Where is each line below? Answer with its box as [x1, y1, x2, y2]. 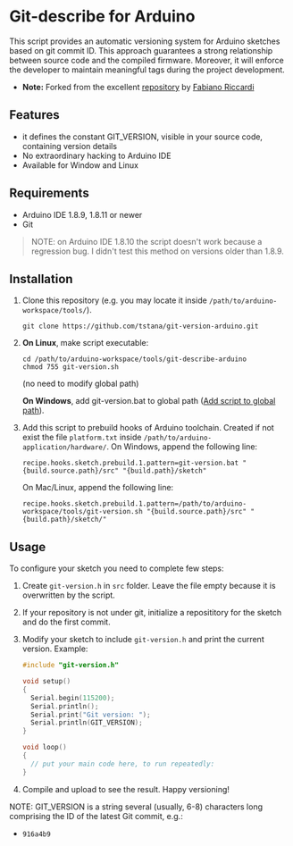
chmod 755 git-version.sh [21, 363, 119, 372]
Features [9, 107, 60, 122]
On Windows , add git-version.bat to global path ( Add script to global [21, 396, 276, 406]
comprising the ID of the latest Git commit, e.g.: [9, 810, 183, 821]
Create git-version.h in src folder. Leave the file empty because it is [21, 581, 276, 591]
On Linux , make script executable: [21, 338, 149, 348]
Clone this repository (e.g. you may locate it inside [21, 295, 207, 306]
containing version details [21, 140, 118, 151]
